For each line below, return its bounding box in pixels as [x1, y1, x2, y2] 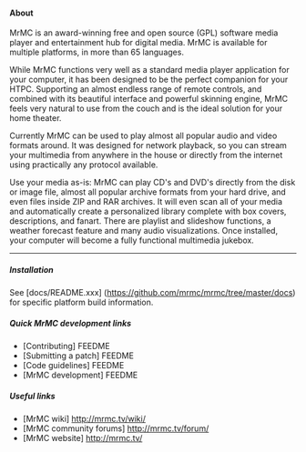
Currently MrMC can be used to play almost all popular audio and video [9, 130, 278, 141]
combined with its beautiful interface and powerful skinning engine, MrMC [9, 94, 289, 105]
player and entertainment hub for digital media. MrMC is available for [9, 37, 268, 48]
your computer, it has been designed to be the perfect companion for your [9, 74, 289, 85]
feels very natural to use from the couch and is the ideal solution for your [9, 103, 283, 114]
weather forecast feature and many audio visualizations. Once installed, [9, 226, 279, 236]
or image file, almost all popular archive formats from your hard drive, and [9, 186, 287, 197]
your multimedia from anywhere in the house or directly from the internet [9, 150, 283, 161]
